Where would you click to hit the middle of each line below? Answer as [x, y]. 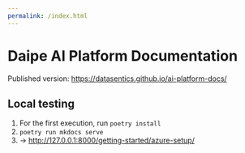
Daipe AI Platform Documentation [123, 55]
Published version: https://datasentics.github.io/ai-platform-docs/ [118, 79]
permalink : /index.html [48, 16]
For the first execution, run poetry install [90, 123]
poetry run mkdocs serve [61, 133]
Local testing [41, 103]
